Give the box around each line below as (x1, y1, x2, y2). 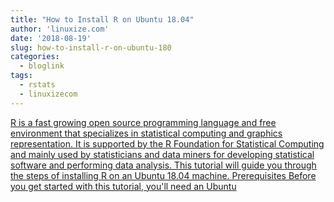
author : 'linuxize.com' (10, 24, 110, 34)
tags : (10, 71, 33, 81)
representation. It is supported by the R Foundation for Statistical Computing (10, 137, 325, 150)
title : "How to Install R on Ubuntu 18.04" (10, 14, 195, 25)
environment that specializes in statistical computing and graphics (10, 127, 283, 139)
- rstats (19, 80, 56, 90)
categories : (10, 52, 60, 62)
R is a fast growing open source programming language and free (10, 116, 277, 128)
